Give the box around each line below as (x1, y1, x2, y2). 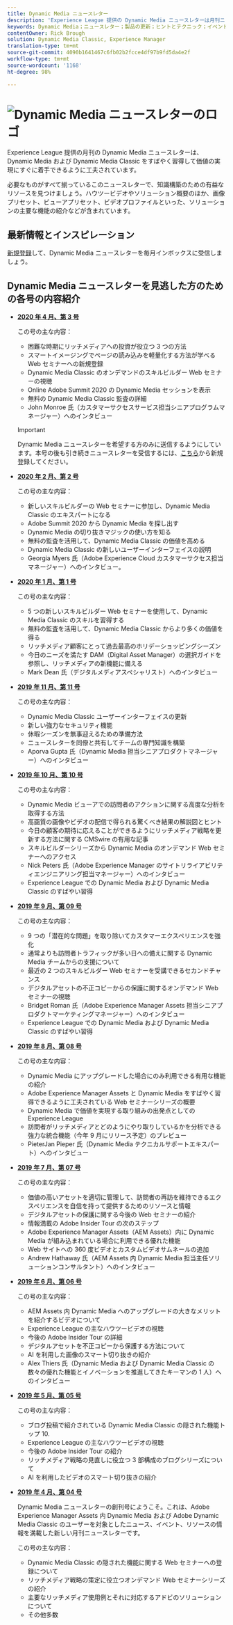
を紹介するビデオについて (27, 1316, 101, 1324)
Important (17, 426, 46, 434)
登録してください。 (17, 457, 72, 466)
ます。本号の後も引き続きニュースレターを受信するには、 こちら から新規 (17, 449, 223, 457)
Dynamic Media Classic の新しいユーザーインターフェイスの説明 (27, 546, 212, 554)
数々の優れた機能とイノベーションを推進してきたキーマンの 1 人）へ (27, 1368, 222, 1377)
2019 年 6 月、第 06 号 (17, 1278, 82, 1286)
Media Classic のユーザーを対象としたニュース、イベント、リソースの (17, 1520, 216, 1528)
